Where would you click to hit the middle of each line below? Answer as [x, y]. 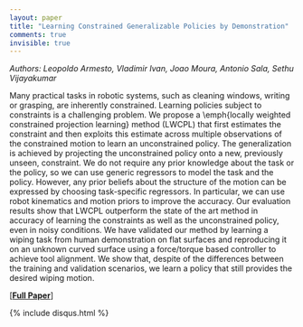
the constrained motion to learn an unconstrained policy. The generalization [151, 144]
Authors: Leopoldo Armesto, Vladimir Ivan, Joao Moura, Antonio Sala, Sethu [151, 69]
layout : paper [36, 18]
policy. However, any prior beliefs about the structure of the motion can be [148, 182]
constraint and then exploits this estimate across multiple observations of [146, 134]
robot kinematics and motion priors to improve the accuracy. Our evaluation [150, 201]
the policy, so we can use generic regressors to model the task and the [142, 173]
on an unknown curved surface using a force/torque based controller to [143, 249]
